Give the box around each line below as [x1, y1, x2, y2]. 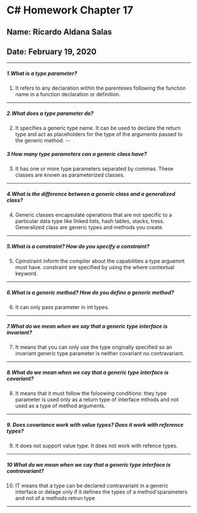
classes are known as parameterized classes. [15, 171, 125, 179]
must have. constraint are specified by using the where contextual [15, 264, 175, 271]
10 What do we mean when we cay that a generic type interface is [6, 461, 171, 468]
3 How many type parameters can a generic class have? [6, 150, 147, 157]
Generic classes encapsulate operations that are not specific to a [15, 212, 172, 219]
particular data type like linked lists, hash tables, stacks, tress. [15, 218, 165, 225]
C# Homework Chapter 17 [6, 4, 133, 17]
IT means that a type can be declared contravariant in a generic [15, 482, 169, 490]
